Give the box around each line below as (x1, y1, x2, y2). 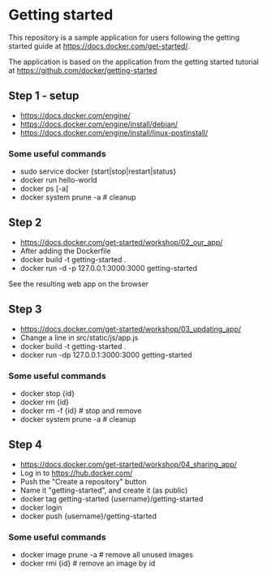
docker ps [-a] (19, 184, 69, 194)
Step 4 (8, 438, 43, 452)
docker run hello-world (19, 175, 97, 185)
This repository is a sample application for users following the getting (8, 32, 240, 42)
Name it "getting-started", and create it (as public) (19, 485, 188, 495)
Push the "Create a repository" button (19, 476, 148, 486)
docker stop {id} (19, 388, 75, 398)
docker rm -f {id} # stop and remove (19, 406, 142, 415)
